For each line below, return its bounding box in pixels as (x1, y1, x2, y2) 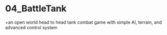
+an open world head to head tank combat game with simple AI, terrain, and (5, 19, 162, 25)
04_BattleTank (5, 3, 66, 14)
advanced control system (5, 24, 57, 30)
